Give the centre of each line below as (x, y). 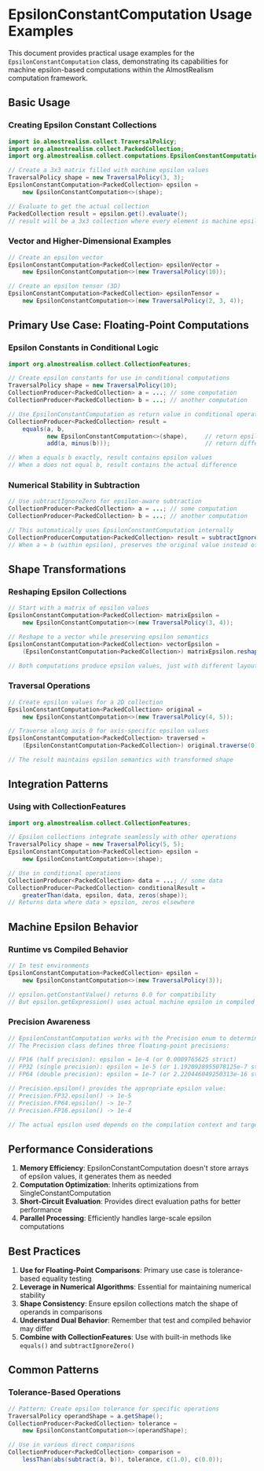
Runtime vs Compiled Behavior (68, 949)
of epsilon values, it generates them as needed (95, 1176)
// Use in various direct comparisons (71, 1445)
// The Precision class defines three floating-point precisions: (119, 1046)
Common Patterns (54, 1370)
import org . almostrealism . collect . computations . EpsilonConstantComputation (135, 156)
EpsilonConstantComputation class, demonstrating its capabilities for (118, 61)
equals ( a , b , (44, 429)
